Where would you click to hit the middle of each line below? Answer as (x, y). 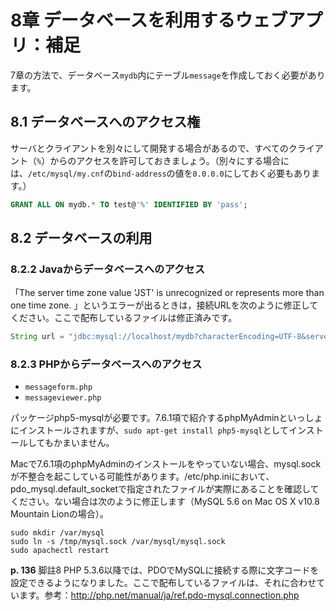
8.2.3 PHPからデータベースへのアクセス (106, 364)
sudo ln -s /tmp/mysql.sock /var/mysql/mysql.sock (118, 542)
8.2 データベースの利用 (81, 238)
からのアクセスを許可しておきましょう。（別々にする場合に (169, 160)
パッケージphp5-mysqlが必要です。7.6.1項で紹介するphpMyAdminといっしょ (166, 418)
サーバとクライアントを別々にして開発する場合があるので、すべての (149, 148)
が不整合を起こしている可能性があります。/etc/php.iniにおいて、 (142, 477)
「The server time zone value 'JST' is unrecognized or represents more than (167, 293)
